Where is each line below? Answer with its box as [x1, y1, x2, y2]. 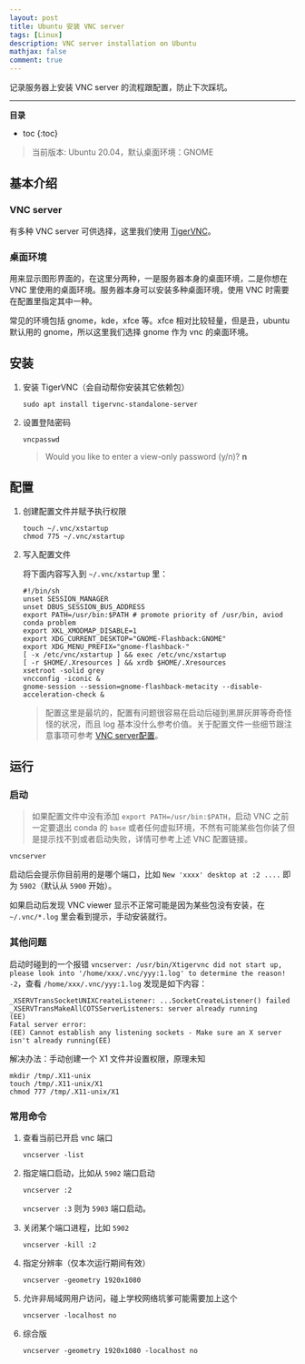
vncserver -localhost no [22, 1310, 117, 1320]
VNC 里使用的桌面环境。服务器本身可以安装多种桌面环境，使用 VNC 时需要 [9, 284, 290, 295]
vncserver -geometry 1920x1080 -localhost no [22, 1346, 198, 1355]
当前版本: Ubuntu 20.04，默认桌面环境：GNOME [31, 147, 214, 158]
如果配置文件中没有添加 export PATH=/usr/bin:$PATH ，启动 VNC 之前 [31, 811, 290, 822]
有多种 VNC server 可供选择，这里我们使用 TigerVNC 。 [9, 225, 216, 237]
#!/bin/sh [22, 586, 61, 595]
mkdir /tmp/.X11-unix [9, 1071, 92, 1080]
